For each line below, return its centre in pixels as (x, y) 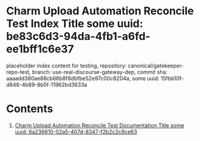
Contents (30, 109)
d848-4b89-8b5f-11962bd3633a (47, 84)
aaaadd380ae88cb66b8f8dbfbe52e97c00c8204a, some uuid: (83, 78)
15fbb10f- (172, 78)
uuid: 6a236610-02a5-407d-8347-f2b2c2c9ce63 (76, 131)
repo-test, (19, 72)
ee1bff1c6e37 (40, 49)
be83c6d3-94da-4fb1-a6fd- (78, 36)
